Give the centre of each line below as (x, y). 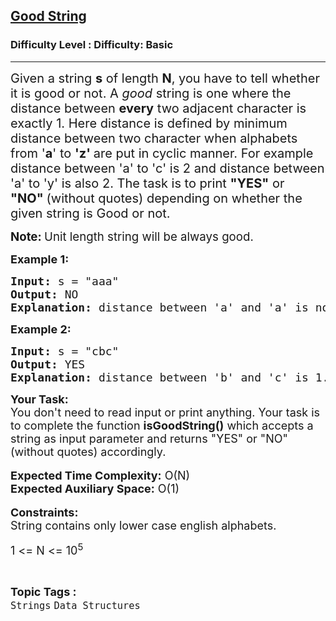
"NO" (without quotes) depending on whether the (156, 198)
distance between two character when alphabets (154, 138)
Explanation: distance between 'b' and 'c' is (159, 377)
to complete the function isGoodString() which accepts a (162, 425)
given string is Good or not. (90, 213)
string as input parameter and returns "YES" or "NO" (149, 438)
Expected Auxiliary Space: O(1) (95, 488)
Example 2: (41, 329)
